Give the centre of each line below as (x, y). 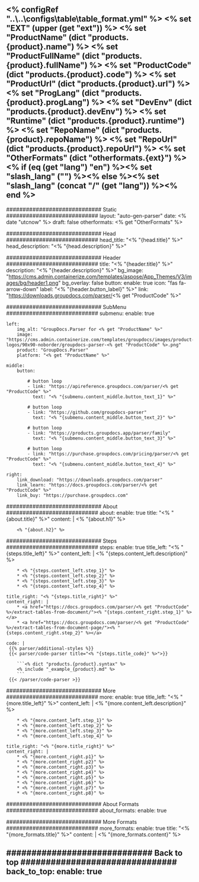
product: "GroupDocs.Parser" (53, 350)
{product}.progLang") (48, 102)
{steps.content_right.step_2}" (45, 633)
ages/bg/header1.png (32, 283)
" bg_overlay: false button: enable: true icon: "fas (118, 283)
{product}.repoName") (49, 140)
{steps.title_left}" (27, 553)
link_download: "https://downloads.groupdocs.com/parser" (90, 480)
